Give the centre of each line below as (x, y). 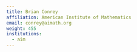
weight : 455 (21, 28)
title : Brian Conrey (32, 12)
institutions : (24, 34)
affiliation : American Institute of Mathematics (69, 17)
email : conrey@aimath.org (39, 23)
